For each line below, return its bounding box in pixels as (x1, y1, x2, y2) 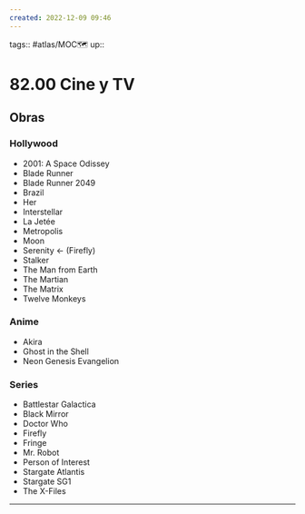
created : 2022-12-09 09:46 (9, 13, 112, 23)
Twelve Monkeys (22, 292, 86, 304)
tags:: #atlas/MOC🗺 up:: (9, 38, 105, 50)
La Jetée (22, 215, 56, 227)
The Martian (22, 273, 69, 284)
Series (9, 378, 39, 390)
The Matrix (22, 283, 64, 294)
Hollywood (9, 137, 59, 150)
